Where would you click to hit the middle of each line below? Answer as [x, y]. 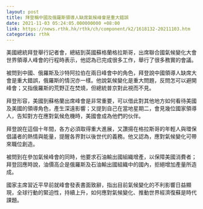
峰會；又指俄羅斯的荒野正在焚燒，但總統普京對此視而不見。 [80, 88]
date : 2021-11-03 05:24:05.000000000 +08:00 [63, 23]
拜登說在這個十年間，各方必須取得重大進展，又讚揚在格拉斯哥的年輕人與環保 [101, 129]
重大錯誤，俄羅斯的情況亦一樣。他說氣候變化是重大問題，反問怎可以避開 [107, 81]
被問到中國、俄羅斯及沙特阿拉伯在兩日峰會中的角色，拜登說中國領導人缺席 [99, 73]
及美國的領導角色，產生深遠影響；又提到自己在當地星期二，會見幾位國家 [96, 108]
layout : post [23, 12]
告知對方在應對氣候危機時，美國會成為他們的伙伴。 [80, 116]
